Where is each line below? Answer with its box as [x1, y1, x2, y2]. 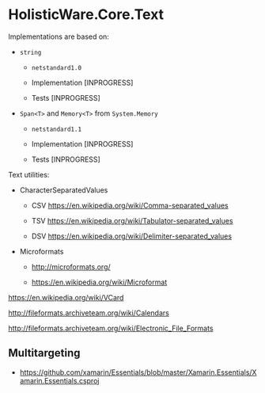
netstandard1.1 [31, 125, 81, 133]
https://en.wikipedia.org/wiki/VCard [8, 292, 124, 302]
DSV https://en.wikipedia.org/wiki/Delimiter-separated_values [31, 231, 232, 241]
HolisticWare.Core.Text [8, 6, 165, 24]
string [19, 48, 42, 56]
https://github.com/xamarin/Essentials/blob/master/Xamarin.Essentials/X [19, 367, 257, 377]
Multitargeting [8, 346, 81, 360]
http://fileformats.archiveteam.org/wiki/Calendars [8, 307, 170, 318]
